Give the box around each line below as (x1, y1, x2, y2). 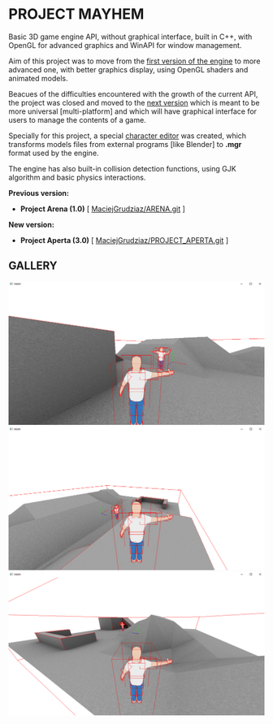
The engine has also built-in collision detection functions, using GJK (8, 163, 237, 173)
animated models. (8, 73, 68, 83)
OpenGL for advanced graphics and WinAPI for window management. (8, 40, 242, 50)
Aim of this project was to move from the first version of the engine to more (8, 56, 261, 66)
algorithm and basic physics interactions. (8, 172, 146, 182)
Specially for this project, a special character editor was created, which (8, 131, 246, 141)
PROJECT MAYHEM (8, 5, 145, 24)
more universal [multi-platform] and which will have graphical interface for (8, 106, 258, 116)
